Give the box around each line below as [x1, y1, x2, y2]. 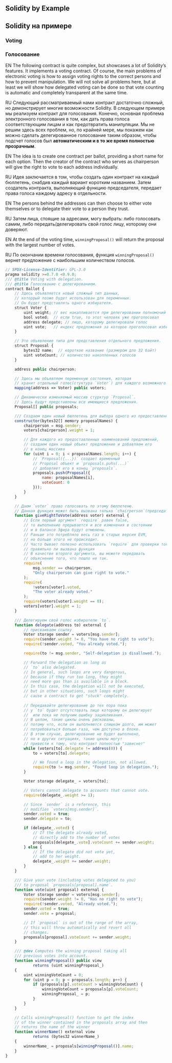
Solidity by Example [5, 4, 70, 13]
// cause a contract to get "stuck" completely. [24, 693, 130, 698]
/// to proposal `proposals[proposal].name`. [14, 882, 114, 888]
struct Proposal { [14, 343, 54, 348]
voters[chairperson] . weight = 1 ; [24, 428, 95, 433]
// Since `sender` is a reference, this [24, 802, 111, 807]
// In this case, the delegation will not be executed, [24, 684, 145, 689]
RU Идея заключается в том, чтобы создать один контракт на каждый [5, 174, 159, 180]
